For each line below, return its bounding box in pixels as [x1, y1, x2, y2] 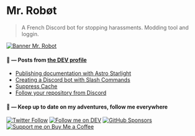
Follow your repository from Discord [15, 89, 107, 96]
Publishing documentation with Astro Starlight [15, 70, 132, 77]
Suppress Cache [15, 83, 58, 90]
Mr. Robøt [6, 4, 57, 18]
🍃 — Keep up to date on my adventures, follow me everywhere [6, 103, 168, 110]
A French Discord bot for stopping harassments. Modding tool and [21, 24, 189, 31]
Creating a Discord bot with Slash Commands [15, 76, 131, 84]
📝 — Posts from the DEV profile [6, 56, 87, 63]
